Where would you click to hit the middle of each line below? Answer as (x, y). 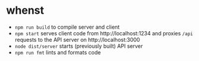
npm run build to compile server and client (67, 27)
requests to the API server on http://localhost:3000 (77, 39)
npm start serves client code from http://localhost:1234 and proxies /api (104, 33)
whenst (25, 10)
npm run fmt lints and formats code (58, 52)
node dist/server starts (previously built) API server (79, 46)
